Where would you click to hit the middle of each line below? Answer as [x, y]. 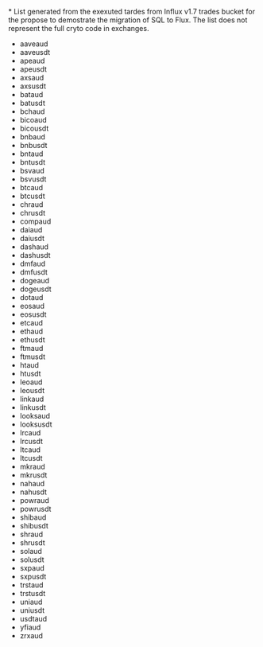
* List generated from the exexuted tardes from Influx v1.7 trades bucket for [132, 12]
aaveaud [34, 44]
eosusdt [33, 314]
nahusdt [33, 492]
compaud [35, 221]
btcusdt [32, 196]
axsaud [32, 78]
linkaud [32, 399]
